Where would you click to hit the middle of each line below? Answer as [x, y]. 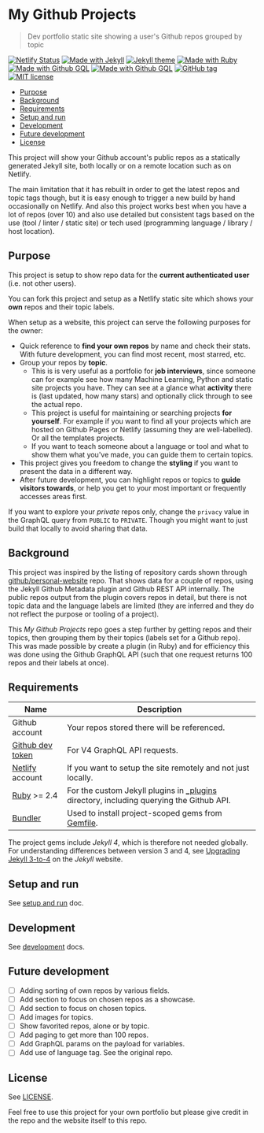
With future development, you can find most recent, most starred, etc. [132, 354]
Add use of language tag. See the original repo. [96, 1053]
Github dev [32, 746]
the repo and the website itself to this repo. [78, 1120]
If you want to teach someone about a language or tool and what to [140, 446]
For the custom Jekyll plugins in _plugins [142, 791]
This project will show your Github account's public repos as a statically [124, 157]
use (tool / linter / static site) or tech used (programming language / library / [130, 223]
